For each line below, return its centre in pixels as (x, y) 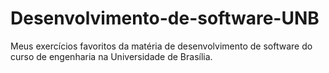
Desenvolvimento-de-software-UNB (165, 18)
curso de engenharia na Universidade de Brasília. (111, 56)
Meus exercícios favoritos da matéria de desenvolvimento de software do (161, 46)
